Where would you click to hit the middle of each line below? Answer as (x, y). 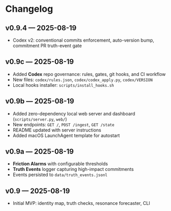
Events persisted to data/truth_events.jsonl (60, 175)
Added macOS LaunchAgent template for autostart (66, 135)
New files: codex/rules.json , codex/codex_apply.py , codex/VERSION (82, 80)
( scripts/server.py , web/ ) (40, 119)
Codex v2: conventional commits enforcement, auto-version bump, (83, 40)
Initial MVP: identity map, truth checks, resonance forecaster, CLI (81, 203)
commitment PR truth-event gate (47, 46)
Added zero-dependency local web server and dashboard (74, 113)
